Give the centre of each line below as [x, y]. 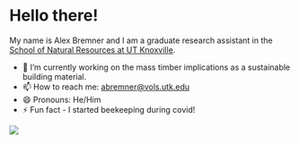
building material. [54, 76]
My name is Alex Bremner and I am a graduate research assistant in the [141, 40]
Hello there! [54, 16]
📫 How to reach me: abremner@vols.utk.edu [106, 87]
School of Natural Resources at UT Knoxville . [92, 49]
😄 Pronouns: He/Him [62, 99]
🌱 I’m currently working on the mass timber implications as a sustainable [156, 67]
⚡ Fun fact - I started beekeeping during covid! [109, 109]
